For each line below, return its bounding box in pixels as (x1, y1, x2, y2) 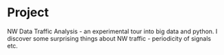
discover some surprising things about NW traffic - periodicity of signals (7, 34, 211, 42)
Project (7, 5, 49, 20)
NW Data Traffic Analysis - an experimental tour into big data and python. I (7, 27, 218, 35)
